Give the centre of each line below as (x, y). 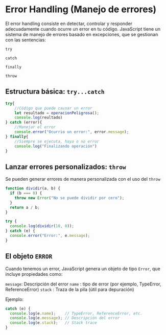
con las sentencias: (26, 40)
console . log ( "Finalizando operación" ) (56, 146)
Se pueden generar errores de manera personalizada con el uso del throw (83, 179)
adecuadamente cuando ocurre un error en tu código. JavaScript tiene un (83, 29)
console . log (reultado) (39, 118)
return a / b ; (25, 207)
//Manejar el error (35, 127)
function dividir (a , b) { (33, 188)
